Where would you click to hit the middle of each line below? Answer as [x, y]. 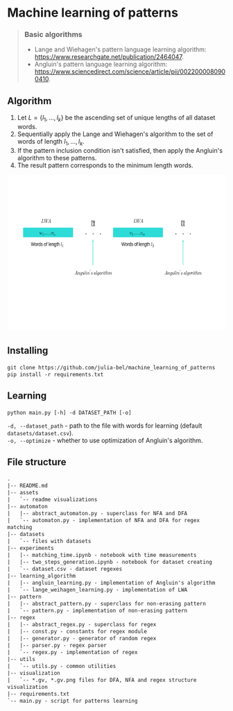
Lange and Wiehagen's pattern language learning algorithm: [120, 49]
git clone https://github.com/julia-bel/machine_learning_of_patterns [111, 367]
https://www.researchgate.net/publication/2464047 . [109, 57]
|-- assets [23, 493]
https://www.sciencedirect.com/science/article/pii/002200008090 [130, 72]
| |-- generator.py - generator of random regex [82, 639]
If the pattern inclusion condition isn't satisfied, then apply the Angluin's [120, 150]
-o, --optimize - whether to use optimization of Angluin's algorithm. [105, 440]
